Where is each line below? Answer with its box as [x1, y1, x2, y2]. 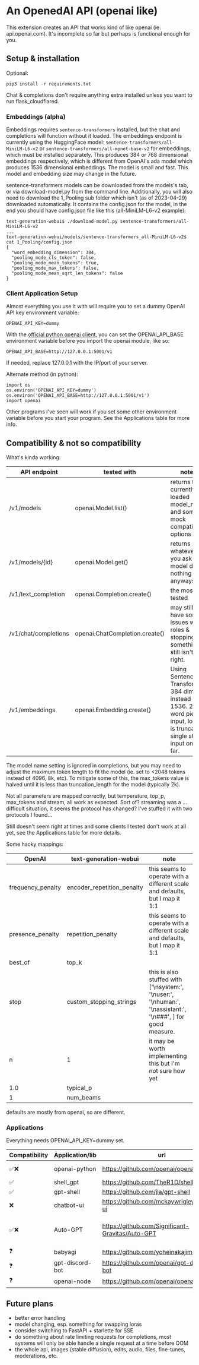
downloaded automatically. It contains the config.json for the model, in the [6, 201, 188, 208]
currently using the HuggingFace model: [6, 138, 105, 146]
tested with [103, 468, 136, 476]
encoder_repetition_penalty [66, 883, 143, 892]
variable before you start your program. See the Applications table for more [6, 415, 190, 422]
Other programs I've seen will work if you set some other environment [6, 408, 177, 415]
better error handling [14, 1315, 66, 1322]
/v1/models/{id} [9, 558, 53, 567]
